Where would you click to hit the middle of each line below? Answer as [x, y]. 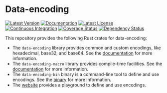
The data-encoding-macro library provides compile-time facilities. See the [87, 63]
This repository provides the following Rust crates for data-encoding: [76, 38]
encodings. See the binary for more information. [62, 79]
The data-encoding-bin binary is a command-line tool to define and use [86, 74]
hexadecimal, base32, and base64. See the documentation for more [82, 53]
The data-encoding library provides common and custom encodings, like [86, 47]
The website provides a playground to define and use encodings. [79, 85]
